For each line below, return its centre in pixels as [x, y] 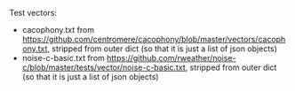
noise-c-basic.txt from [63, 58]
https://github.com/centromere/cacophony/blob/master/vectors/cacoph [154, 39]
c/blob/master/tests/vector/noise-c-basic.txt [104, 67]
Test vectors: [33, 13]
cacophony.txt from [58, 30]
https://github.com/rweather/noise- [171, 58]
